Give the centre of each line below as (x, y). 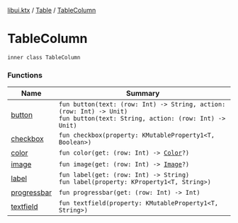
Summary (143, 93)
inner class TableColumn (44, 57)
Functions (25, 75)
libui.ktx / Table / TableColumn (52, 10)
